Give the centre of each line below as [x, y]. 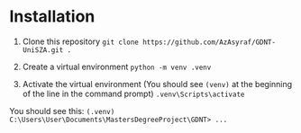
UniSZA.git [43, 50]
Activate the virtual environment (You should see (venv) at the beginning [157, 84]
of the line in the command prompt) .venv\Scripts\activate [133, 93]
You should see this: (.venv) [62, 111]
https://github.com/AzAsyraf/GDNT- [210, 42]
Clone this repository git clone [81, 41]
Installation [52, 17]
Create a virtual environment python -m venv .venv [117, 66]
